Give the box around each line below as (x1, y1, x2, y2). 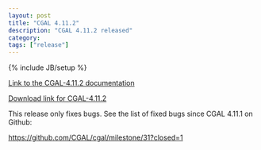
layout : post (8, 11, 52, 20)
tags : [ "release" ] (8, 41, 69, 49)
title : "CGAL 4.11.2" (8, 19, 80, 27)
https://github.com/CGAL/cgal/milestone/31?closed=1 (8, 133, 184, 143)
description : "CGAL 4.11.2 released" (8, 26, 133, 34)
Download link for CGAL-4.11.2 (8, 94, 107, 103)
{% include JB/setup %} (8, 63, 87, 72)
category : (8, 33, 41, 42)
